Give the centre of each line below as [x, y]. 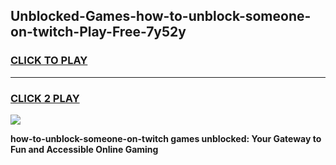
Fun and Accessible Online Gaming [84, 149]
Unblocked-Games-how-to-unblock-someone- [161, 16]
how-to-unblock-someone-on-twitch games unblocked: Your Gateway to [166, 138]
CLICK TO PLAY [49, 61]
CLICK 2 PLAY [45, 98]
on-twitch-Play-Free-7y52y [98, 32]
